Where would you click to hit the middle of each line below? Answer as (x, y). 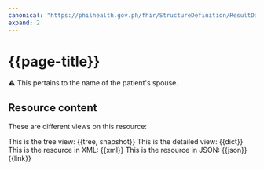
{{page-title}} (54, 61)
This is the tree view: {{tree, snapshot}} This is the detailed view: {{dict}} (126, 142)
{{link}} (20, 158)
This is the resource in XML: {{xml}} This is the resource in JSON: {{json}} (128, 150)
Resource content (53, 108)
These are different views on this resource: (78, 127)
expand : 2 (24, 23)
